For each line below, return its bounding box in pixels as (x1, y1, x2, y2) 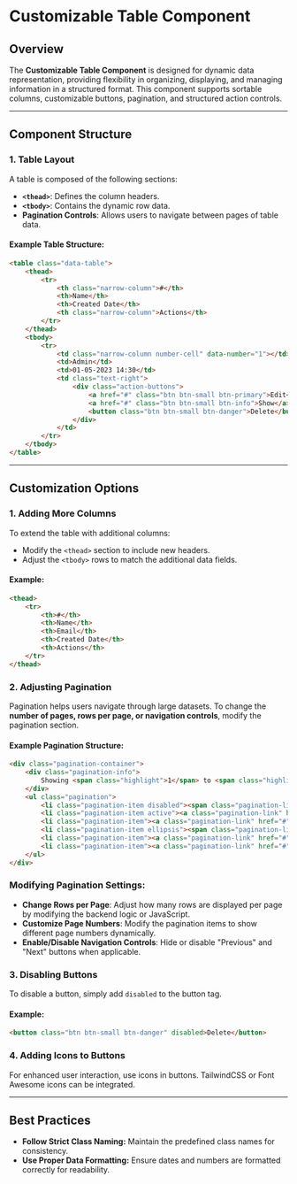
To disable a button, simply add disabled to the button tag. (9, 988, 223, 999)
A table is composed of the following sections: (9, 173, 179, 184)
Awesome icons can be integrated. (9, 1079, 135, 1089)
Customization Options (9, 481, 140, 496)
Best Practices (9, 1112, 91, 1127)
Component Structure (9, 127, 133, 142)
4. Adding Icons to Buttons (9, 1049, 126, 1062)
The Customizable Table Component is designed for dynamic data (9, 65, 255, 75)
